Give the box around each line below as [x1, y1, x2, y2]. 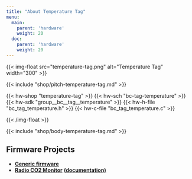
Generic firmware [14, 160, 59, 167]
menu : [6, 14, 19, 20]
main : [11, 19, 25, 25]
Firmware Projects [6, 145, 75, 155]
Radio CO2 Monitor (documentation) [14, 166, 106, 174]
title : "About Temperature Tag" [6, 8, 86, 15]
